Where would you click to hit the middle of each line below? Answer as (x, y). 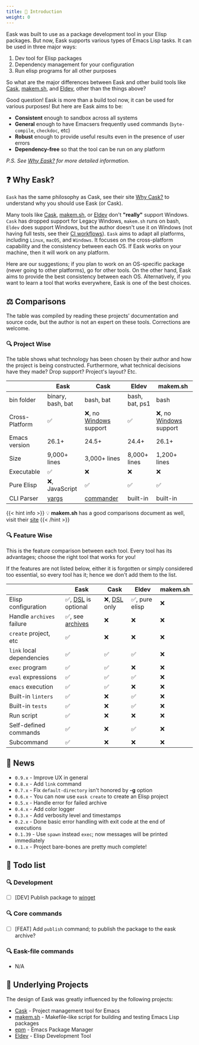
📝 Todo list (26, 865)
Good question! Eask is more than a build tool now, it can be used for (90, 100)
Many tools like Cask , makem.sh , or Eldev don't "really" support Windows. (97, 215)
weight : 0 (18, 17)
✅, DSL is (78, 599)
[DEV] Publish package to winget (55, 898)
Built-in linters (31, 696)
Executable (25, 472)
